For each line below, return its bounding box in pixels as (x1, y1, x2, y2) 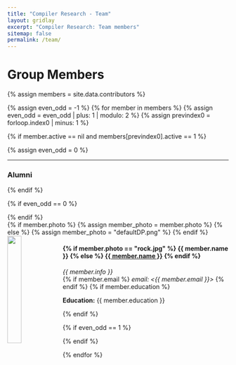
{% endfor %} (63, 350, 103, 359)
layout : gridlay (7, 17, 55, 24)
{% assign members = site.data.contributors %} (7, 90, 146, 98)
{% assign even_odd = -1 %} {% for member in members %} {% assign (7, 103, 213, 113)
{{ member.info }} (63, 267, 114, 276)
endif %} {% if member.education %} (63, 282, 171, 290)
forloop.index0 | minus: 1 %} (7, 119, 89, 127)
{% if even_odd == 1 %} (63, 323, 131, 331)
